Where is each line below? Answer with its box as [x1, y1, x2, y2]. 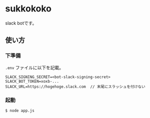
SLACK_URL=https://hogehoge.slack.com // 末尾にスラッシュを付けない [5, 84, 146, 89]
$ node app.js [5, 108, 35, 113]
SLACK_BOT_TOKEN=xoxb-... [5, 79, 59, 84]
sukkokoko [5, 3, 51, 14]
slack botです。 [5, 20, 37, 26]
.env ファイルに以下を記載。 [5, 64, 64, 70]
